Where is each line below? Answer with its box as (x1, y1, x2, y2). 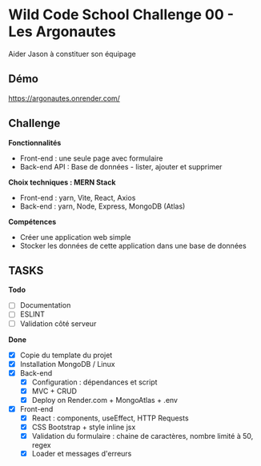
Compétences (8, 217, 57, 226)
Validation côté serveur (19, 318, 97, 329)
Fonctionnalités (8, 137, 62, 147)
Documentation (19, 301, 71, 310)
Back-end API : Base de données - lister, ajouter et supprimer (19, 161, 223, 171)
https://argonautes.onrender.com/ (8, 94, 120, 103)
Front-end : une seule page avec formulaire (19, 153, 163, 163)
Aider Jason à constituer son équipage (8, 49, 136, 58)
